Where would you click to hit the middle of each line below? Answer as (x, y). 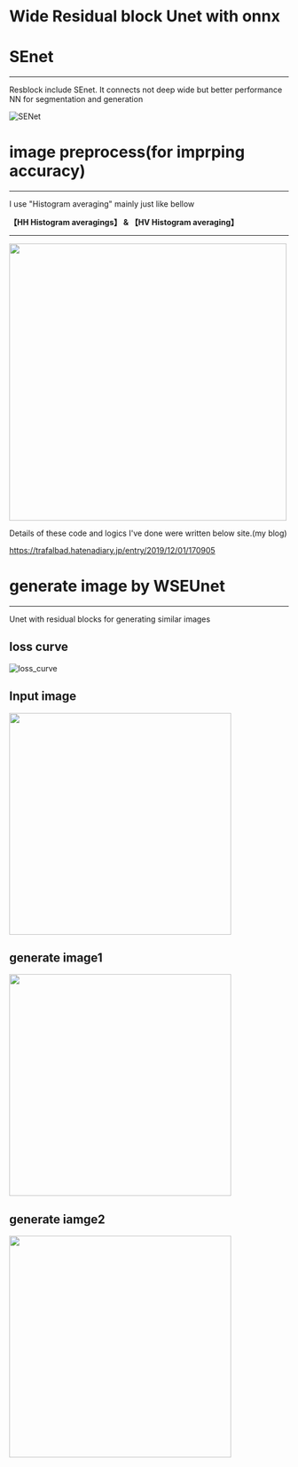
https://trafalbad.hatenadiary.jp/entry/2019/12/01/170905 (112, 551)
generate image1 (56, 958)
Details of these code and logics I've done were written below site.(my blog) (148, 533)
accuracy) (47, 171)
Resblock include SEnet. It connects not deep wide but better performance (146, 90)
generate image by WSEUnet (118, 586)
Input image (43, 697)
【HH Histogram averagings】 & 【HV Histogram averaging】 (124, 223)
